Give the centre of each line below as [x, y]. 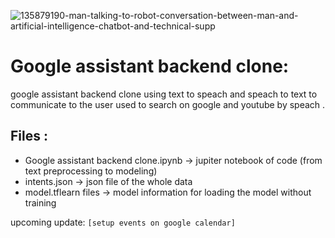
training [40, 202]
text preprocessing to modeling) [91, 171]
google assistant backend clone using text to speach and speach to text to [164, 94]
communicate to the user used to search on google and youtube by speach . [168, 104]
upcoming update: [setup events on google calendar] [123, 222]
